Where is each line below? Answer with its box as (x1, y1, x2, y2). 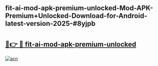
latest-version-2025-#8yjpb (5, 19, 96, 28)
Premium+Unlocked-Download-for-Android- (5, 12, 147, 20)
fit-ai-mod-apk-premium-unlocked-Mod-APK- (5, 4, 153, 12)
